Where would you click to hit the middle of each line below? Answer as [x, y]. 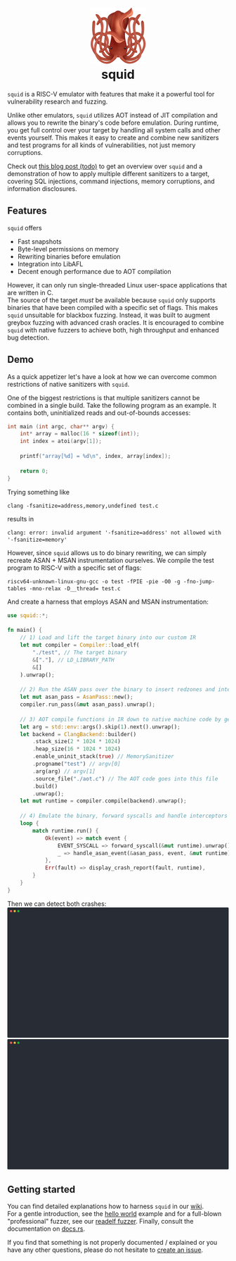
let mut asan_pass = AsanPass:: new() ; [77, 697]
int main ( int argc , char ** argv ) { [61, 426]
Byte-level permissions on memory [68, 249]
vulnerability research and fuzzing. [58, 101]
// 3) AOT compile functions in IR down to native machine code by [120, 719]
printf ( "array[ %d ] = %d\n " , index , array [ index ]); [96, 456]
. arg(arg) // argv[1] [64, 771]
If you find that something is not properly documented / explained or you [112, 1243]
